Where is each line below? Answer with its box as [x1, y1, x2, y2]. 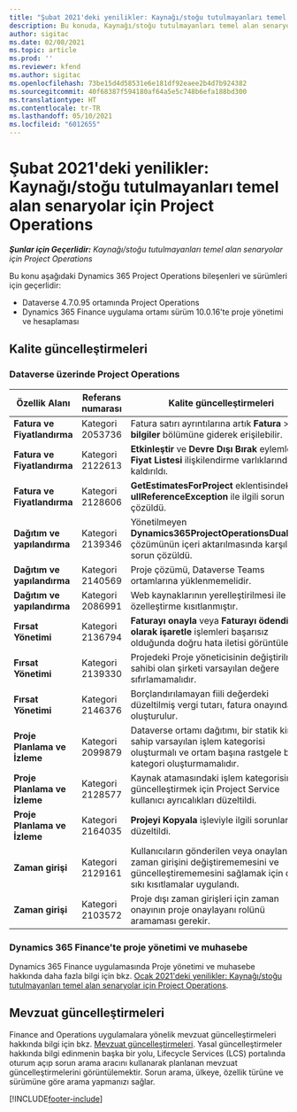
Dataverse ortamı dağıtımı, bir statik [130, 724, 278, 736]
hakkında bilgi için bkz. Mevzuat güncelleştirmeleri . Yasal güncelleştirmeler [9, 1038, 283, 1049]
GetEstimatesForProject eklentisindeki [130, 479, 293, 492]
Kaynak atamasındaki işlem [130, 772, 243, 784]
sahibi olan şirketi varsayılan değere [130, 662, 280, 674]
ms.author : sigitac [9, 71, 81, 80]
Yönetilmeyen [130, 516, 187, 528]
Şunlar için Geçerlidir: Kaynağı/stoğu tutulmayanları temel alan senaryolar [9, 244, 283, 254]
